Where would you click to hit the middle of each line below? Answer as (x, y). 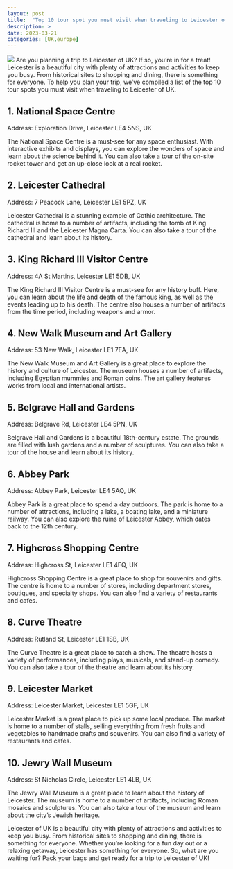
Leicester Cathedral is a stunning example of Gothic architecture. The (106, 215)
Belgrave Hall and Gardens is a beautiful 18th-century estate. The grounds (113, 438)
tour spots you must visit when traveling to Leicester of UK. (92, 89)
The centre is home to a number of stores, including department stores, (109, 585)
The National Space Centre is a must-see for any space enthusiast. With (110, 141)
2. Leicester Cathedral (56, 186)
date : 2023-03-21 (32, 33)
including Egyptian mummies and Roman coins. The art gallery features (109, 378)
